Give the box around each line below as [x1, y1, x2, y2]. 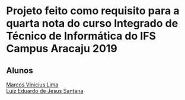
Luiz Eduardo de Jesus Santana [6, 88, 84, 94]
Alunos [6, 65, 34, 75]
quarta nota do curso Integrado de [6, 17, 178, 30]
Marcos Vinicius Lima [6, 81, 59, 88]
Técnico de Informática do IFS [6, 30, 156, 43]
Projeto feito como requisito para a [6, 4, 180, 18]
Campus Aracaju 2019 [6, 42, 117, 56]
